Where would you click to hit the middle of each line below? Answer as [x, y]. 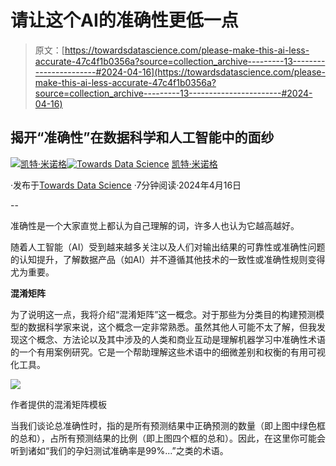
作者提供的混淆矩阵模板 [58, 404]
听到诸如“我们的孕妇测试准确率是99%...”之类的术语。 [119, 450]
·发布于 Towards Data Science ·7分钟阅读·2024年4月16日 [126, 185]
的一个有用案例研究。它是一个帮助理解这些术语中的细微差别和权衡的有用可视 [168, 352]
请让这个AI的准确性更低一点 [124, 20]
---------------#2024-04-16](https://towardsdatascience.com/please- [180, 72]
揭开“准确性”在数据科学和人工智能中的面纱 [142, 137]
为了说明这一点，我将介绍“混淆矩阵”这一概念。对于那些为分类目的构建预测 [163, 314]
